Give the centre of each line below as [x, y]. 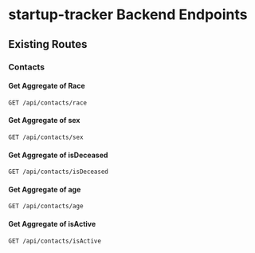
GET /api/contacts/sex [46, 137]
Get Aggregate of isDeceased [58, 155]
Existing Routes [48, 44]
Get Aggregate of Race [47, 86]
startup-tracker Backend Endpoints [128, 15]
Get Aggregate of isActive [52, 223]
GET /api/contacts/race [48, 103]
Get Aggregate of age [45, 189]
